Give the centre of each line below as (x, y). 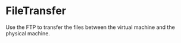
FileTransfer (36, 11)
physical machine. (28, 33)
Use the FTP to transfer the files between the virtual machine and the (90, 27)
